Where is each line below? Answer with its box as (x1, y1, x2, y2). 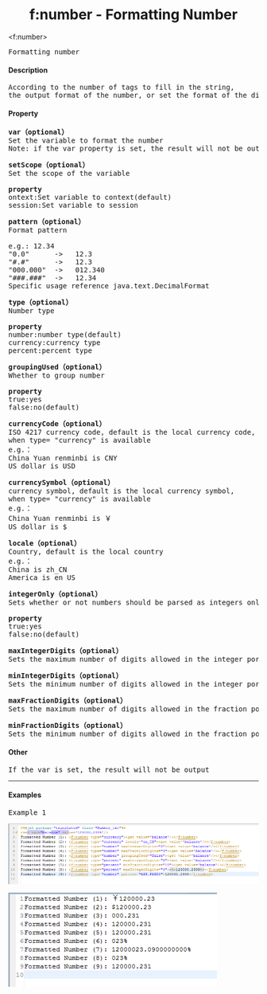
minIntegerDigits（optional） (8, 671, 123, 680)
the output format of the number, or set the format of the (8, 91, 248, 100)
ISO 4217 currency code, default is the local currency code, (8, 428, 256, 437)
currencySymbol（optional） (8, 478, 115, 487)
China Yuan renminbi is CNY (8, 454, 118, 463)
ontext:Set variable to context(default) (8, 193, 172, 202)
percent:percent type (8, 346, 93, 355)
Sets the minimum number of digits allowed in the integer (8, 679, 244, 689)
